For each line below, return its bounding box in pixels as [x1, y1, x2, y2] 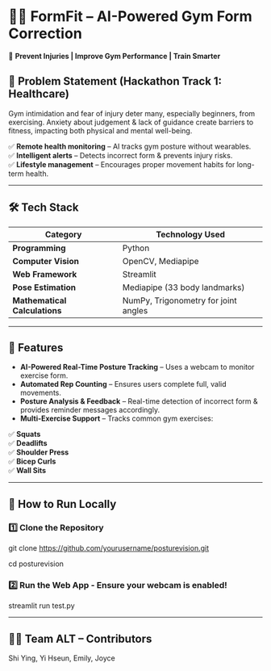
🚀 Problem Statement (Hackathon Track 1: [8, 74, 223, 88]
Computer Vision [12, 255, 79, 266]
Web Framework [12, 268, 77, 279]
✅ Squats [8, 430, 41, 439]
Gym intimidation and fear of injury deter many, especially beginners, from [8, 108, 256, 118]
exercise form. [19, 371, 69, 380]
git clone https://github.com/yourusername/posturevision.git [8, 543, 210, 553]
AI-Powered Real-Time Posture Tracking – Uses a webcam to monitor [19, 363, 255, 372]
